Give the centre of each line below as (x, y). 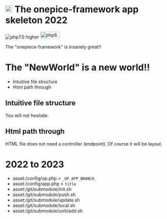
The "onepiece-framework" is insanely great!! (53, 46)
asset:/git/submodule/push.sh (44, 194)
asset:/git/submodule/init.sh (42, 189)
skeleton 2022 (36, 20)
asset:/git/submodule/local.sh (44, 206)
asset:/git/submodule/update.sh (46, 200)
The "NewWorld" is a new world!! (78, 68)
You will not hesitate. (27, 115)
